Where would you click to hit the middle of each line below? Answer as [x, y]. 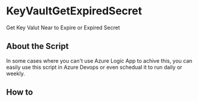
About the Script [38, 46]
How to [20, 92]
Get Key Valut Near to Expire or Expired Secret [63, 27]
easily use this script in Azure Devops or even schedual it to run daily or [94, 67]
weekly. [16, 74]
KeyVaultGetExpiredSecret [74, 11]
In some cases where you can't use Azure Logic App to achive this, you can [99, 60]
